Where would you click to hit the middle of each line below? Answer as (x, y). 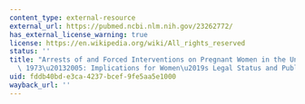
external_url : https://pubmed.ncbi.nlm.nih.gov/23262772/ (121, 26)
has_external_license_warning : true (79, 34)
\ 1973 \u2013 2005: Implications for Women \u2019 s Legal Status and (148, 69)
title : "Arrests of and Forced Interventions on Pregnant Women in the (148, 60)
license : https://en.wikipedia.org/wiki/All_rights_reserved (128, 43)
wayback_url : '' (40, 85)
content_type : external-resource (73, 18)
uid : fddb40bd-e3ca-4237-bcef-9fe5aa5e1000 (93, 77)
